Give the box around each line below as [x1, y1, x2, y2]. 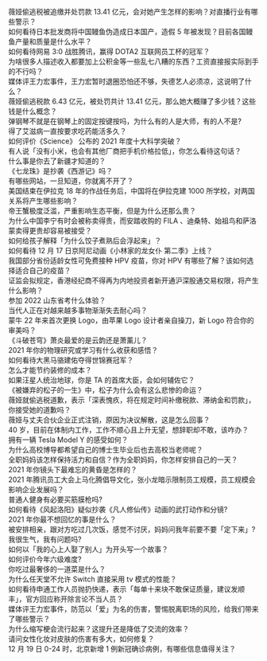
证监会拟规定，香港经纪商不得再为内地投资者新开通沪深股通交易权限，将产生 [8, 276, 259, 285]
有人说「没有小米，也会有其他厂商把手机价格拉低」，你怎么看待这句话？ [8, 147, 242, 155]
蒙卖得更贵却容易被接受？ [8, 226, 92, 235]
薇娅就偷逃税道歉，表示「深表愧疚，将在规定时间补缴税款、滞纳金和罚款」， [8, 395, 256, 405]
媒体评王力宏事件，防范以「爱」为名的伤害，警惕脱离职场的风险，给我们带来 [8, 604, 259, 613]
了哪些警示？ [8, 614, 50, 624]
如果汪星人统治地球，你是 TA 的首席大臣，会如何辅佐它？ [8, 375, 195, 385]
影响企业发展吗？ [8, 485, 64, 494]
